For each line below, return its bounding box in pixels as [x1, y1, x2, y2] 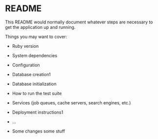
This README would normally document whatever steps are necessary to [5, 19, 153, 25]
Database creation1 [12, 71, 51, 77]
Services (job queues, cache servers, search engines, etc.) [12, 99, 131, 105]
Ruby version [12, 43, 39, 49]
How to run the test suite [12, 90, 62, 96]
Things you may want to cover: [5, 34, 67, 40]
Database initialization [12, 81, 57, 87]
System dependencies [12, 52, 58, 59]
